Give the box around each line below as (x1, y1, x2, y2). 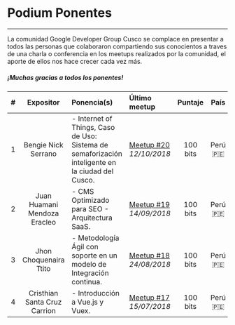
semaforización (71, 149, 122, 159)
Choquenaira (22, 255, 65, 265)
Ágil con (71, 241, 99, 251)
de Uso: (71, 131, 97, 141)
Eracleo (31, 217, 56, 227)
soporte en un (71, 251, 117, 260)
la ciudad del (71, 166, 114, 176)
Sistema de (71, 140, 108, 150)
